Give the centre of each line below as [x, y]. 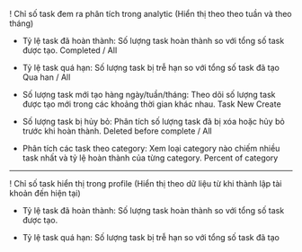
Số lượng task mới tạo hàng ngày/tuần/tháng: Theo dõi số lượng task [149, 95]
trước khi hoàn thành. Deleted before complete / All [117, 131]
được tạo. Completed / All [70, 50]
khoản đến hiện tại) [45, 193]
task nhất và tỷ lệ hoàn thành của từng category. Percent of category [150, 158]
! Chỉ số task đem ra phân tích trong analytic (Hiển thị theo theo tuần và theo [151, 14]
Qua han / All [46, 77]
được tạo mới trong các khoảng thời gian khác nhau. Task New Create [151, 104]
